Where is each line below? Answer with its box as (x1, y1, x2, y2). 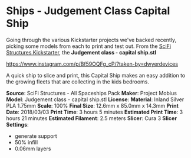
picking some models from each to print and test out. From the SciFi (6, 43, 172, 50)
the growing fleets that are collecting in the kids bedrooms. (6, 78, 149, 85)
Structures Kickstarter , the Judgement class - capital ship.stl (6, 49, 156, 56)
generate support (14, 132, 57, 140)
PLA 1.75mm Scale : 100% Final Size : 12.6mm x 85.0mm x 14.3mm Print (6, 102, 179, 109)
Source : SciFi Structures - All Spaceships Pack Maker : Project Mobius (6, 89, 177, 96)
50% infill (14, 138, 38, 146)
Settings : (6, 121, 29, 128)
